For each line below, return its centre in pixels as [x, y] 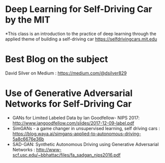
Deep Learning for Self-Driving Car [79, 9]
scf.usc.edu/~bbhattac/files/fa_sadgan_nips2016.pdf [66, 155]
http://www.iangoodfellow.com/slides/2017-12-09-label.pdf [73, 123]
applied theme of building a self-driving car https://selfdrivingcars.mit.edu [81, 39]
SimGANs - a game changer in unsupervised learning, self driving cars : [86, 128]
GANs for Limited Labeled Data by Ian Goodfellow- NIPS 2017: [76, 117]
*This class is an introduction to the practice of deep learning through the [81, 33]
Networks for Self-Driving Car [69, 104]
